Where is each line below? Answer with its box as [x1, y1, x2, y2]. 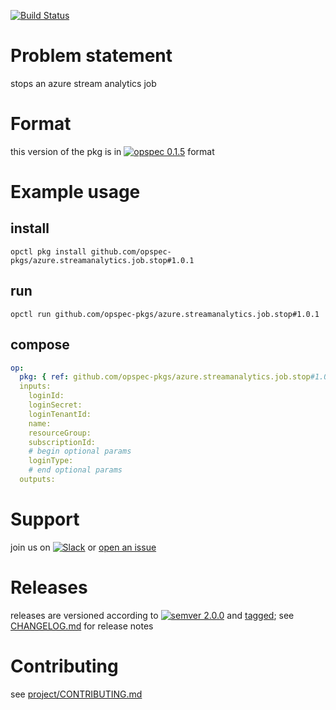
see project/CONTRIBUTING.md [10, 688, 143, 700]
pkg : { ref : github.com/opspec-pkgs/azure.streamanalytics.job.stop [19, 372, 311, 382]
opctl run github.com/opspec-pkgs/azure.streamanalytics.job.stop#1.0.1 [10, 309, 320, 319]
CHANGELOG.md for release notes [10, 620, 154, 632]
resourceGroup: [28, 428, 92, 438]
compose [10, 336, 70, 354]
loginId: [28, 391, 65, 401]
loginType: [28, 456, 74, 466]
